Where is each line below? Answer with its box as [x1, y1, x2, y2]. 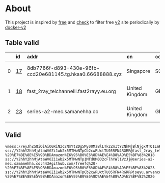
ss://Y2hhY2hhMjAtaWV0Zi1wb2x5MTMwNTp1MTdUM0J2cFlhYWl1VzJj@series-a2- [5, 157, 155, 162]
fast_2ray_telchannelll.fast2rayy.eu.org [27, 88, 116, 95]
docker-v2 [5, 24, 27, 30]
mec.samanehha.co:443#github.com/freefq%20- [5, 161, 98, 166]
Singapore [126, 67, 151, 74]
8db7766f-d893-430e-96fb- [27, 64, 100, 71]
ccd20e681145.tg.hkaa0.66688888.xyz [27, 71, 122, 78]
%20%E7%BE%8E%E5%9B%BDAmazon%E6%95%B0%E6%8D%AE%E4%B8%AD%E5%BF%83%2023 [5, 165, 155, 170]
